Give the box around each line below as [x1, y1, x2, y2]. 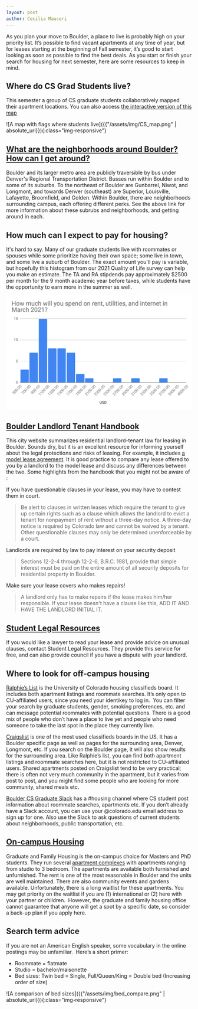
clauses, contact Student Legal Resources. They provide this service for [6, 645, 181, 652]
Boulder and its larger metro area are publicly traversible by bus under [6, 169, 177, 177]
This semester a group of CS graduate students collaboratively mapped [6, 97, 180, 104]
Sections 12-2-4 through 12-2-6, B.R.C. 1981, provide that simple [20, 558, 177, 565]
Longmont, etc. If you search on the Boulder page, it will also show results [6, 746, 186, 753]
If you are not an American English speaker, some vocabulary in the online [6, 942, 187, 949]
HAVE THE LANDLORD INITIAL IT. [20, 606, 103, 613]
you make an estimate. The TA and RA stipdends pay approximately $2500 [6, 270, 187, 277]
